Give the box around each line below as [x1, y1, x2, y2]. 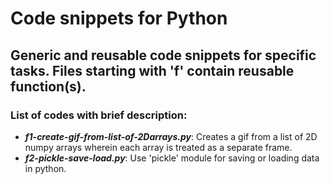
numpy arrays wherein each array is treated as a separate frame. [24, 141, 293, 153]
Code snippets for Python [10, 7, 228, 30]
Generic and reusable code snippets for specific [10, 47, 317, 64]
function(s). [10, 78, 87, 95]
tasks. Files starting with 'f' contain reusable [10, 62, 295, 79]
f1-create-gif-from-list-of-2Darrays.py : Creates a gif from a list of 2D [24, 130, 318, 142]
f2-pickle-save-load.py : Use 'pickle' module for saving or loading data [24, 152, 320, 164]
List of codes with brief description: [10, 108, 188, 122]
